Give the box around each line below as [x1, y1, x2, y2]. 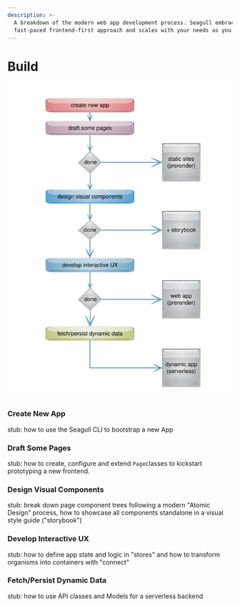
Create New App [7, 409, 66, 419]
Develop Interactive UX [7, 534, 89, 544]
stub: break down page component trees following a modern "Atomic [7, 501, 211, 510]
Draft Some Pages [7, 443, 71, 453]
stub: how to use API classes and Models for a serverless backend [7, 592, 204, 600]
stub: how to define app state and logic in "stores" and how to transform [7, 550, 220, 559]
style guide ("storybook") [7, 516, 82, 525]
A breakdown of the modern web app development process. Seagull [14, 19, 213, 26]
